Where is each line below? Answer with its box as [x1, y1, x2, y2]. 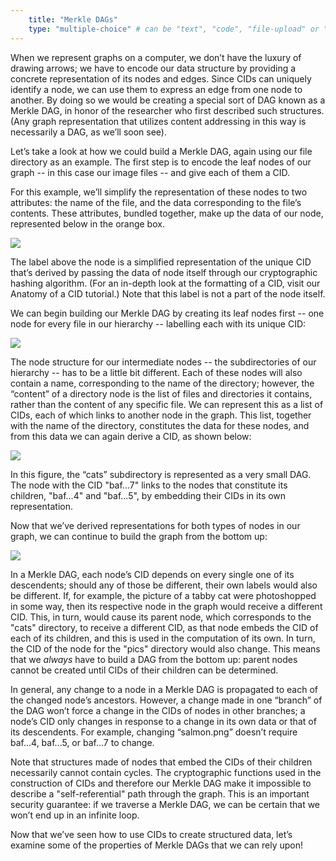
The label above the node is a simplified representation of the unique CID [10, 256, 312, 268]
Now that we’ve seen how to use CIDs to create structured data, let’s [10, 828, 293, 840]
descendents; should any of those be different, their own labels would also [10, 579, 318, 591]
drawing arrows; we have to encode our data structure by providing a [10, 62, 297, 74]
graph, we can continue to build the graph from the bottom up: [10, 530, 268, 542]
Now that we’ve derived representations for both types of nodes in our [10, 519, 301, 531]
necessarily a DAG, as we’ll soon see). [10, 126, 167, 138]
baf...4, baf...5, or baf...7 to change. [10, 736, 155, 748]
